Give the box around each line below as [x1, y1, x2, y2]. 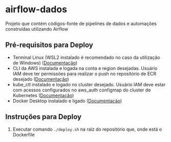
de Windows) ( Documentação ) [12, 60, 78, 66]
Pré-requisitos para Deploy [5, 41, 93, 50]
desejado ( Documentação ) [12, 76, 69, 82]
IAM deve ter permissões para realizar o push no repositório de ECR [12, 70, 157, 77]
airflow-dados [5, 4, 68, 15]
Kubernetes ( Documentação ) [12, 92, 74, 98]
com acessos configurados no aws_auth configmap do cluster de [12, 87, 151, 93]
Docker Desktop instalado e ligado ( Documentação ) [12, 98, 122, 104]
